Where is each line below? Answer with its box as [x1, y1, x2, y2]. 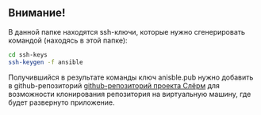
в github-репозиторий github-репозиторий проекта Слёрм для [8, 80, 221, 90]
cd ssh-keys [8, 50, 48, 58]
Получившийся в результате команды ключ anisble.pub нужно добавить [8, 72, 254, 82]
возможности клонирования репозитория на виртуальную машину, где [8, 89, 251, 98]
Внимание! [8, 6, 66, 20]
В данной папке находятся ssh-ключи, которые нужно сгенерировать [8, 27, 246, 36]
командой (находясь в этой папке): [8, 35, 129, 45]
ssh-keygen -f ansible [8, 58, 83, 66]
